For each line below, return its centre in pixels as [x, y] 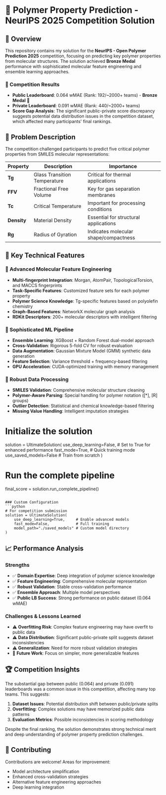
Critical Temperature [58, 206]
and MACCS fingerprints [37, 285]
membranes [102, 195]
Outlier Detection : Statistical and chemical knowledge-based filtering [83, 406]
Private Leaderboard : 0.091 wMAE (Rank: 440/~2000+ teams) [76, 106]
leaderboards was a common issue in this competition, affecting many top [80, 689]
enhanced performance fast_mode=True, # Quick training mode [70, 450]
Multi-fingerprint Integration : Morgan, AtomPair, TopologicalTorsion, [83, 280]
